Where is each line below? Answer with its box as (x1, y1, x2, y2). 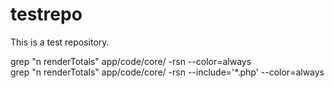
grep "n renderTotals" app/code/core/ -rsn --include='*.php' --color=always (10, 66, 325, 78)
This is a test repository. (10, 36, 110, 48)
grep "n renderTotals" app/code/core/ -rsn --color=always (10, 55, 252, 67)
